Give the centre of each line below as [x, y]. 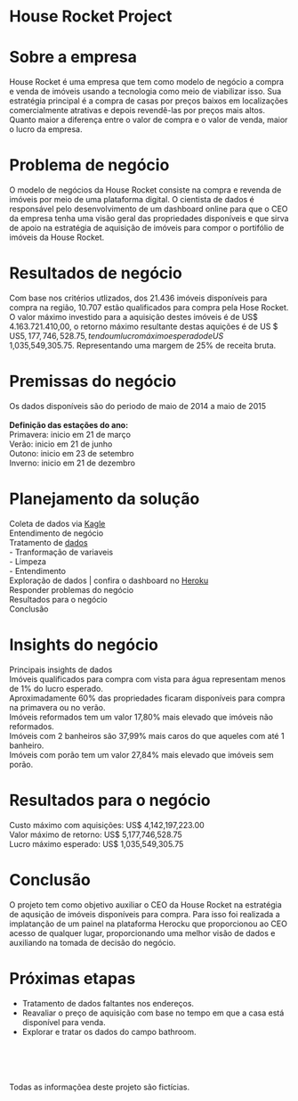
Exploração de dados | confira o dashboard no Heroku [109, 580]
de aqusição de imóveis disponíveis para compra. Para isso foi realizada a [145, 914]
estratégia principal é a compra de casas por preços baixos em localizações [149, 101]
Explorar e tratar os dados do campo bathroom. [109, 1031]
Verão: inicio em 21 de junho [61, 444]
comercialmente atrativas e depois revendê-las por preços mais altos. [137, 111]
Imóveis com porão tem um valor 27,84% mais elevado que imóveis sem [141, 754]
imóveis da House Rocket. [57, 237]
